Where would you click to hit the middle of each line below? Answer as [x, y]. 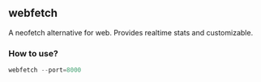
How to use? [33, 53]
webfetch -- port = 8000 [45, 70]
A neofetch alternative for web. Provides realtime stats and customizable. [131, 32]
